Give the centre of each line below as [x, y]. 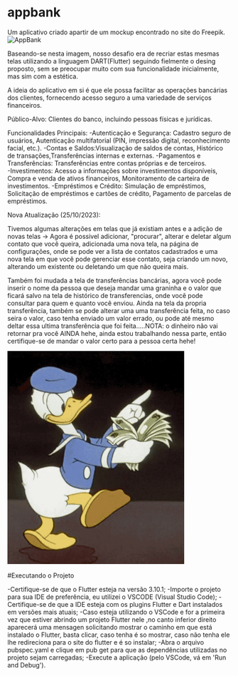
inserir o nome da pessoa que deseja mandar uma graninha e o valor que [114, 288]
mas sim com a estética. [43, 76]
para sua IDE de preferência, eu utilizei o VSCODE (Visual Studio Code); [112, 597]
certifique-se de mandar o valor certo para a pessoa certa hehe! [102, 341]
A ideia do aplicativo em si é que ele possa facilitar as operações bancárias [118, 90]
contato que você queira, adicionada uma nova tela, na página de [103, 244]
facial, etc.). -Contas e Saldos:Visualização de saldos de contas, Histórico [115, 148]
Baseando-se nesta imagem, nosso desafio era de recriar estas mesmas [113, 53]
